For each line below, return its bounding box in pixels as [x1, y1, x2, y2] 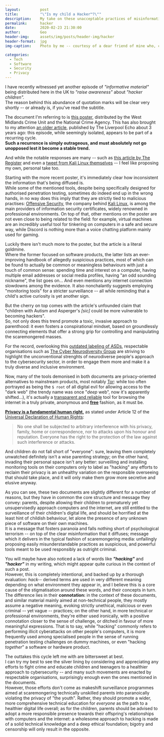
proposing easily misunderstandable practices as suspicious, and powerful [5, 541, 156, 547]
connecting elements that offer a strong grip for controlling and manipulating [5, 328, 159, 334]
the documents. [5, 680, 37, 685]
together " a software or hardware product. [5, 644, 90, 650]
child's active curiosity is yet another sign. [5, 293, 90, 299]
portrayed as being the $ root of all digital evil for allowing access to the [5, 384, 150, 390]
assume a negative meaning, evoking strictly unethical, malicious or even [5, 603, 152, 608]
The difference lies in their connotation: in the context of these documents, [5, 592, 157, 598]
